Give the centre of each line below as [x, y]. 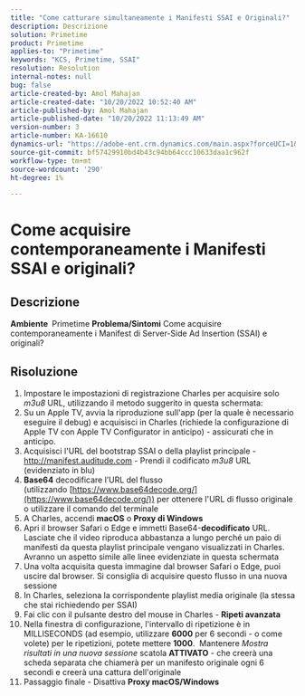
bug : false [31, 85]
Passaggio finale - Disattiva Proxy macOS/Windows [121, 682]
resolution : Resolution [55, 69]
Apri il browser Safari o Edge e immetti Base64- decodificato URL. [147, 528]
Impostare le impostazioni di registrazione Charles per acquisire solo [151, 394]
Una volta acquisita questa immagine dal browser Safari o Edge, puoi [152, 567]
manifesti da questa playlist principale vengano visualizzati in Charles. [154, 548]
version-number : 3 [45, 128]
